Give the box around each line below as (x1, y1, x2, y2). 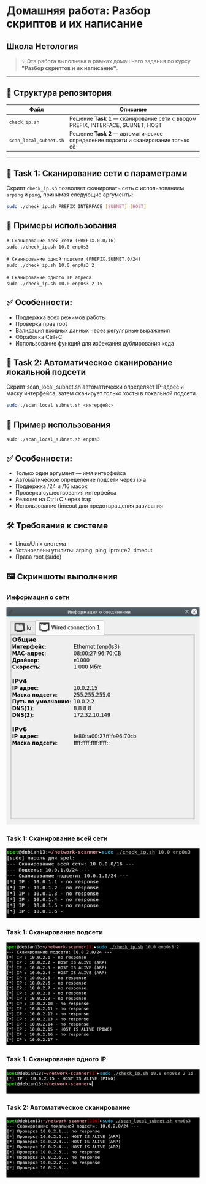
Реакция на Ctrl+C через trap (15, 495, 92, 503)
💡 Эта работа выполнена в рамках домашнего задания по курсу (21, 58, 191, 64)
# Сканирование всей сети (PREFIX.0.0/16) (6, 238, 116, 244)
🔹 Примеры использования (6, 220, 118, 231)
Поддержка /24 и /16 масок (15, 482, 88, 490)
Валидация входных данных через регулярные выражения (15, 327, 170, 334)
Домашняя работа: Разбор (6, 4, 151, 18)
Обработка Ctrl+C (15, 333, 63, 341)
